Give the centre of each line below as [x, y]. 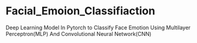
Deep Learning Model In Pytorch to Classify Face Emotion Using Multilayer [98, 27]
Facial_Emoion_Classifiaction [80, 11]
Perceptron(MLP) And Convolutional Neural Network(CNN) [79, 33]
